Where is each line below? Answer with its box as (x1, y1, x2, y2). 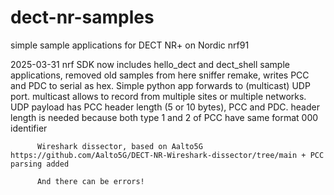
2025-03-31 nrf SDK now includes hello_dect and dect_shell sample (10, 58, 290, 70)
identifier (10, 122, 48, 134)
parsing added (10, 159, 70, 169)
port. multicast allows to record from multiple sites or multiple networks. (10, 90, 307, 102)
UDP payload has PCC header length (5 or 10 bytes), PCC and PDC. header (10, 101, 320, 113)
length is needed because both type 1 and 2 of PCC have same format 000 (10, 111, 319, 123)
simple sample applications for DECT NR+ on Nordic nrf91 (10, 39, 250, 51)
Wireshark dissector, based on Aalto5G (36, 141, 203, 151)
